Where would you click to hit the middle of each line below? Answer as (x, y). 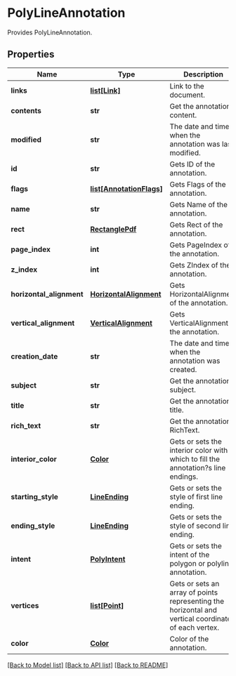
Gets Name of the (199, 204)
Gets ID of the (192, 164)
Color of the (189, 639)
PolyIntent (108, 559)
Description (203, 74)
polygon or (188, 563)
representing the (197, 601)
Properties (31, 54)
